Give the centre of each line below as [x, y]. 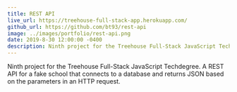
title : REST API [31, 14]
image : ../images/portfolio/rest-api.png [69, 33]
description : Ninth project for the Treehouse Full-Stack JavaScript [112, 46]
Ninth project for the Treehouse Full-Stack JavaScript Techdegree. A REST [116, 66]
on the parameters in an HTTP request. [64, 81]
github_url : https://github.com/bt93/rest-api [77, 27]
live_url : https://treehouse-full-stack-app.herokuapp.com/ [98, 20]
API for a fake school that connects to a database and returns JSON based [116, 74]
